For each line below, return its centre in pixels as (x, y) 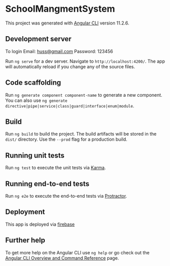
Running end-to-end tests (47, 184)
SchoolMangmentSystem (60, 9)
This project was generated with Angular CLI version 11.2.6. (67, 23)
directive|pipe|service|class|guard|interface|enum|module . (70, 105)
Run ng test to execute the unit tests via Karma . (55, 168)
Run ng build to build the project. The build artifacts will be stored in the (81, 134)
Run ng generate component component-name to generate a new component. (84, 95)
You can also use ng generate (36, 100)
